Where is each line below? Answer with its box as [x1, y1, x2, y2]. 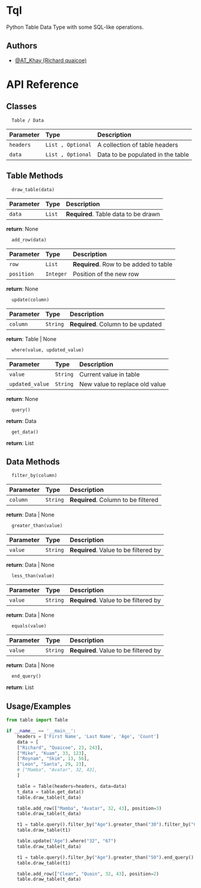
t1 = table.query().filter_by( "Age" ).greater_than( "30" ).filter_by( [17, 821, 191, 827]
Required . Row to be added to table [72, 260, 173, 268]
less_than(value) [11, 573, 55, 579]
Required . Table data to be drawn [65, 210, 160, 218]
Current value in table [79, 370, 140, 378]
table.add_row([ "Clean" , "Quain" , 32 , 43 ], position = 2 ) [17, 871, 160, 877]
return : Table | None [6, 335, 57, 342]
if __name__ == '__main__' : [6, 728, 77, 734]
